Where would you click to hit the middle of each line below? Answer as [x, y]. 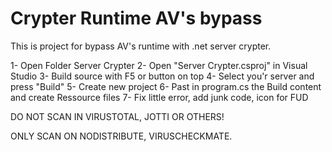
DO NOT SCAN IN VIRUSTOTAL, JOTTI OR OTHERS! [117, 116]
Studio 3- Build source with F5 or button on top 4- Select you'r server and [162, 76]
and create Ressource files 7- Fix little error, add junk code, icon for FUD [159, 97]
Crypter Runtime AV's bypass [136, 18]
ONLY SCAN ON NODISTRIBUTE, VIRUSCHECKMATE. [121, 136]
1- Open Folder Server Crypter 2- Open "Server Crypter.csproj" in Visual [159, 65]
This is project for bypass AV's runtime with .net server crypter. [141, 46]
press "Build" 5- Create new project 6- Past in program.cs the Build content [166, 86]
